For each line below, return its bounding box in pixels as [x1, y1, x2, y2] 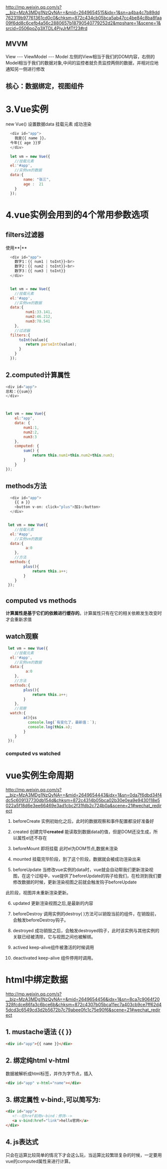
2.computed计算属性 [5, 371, 71, 380]
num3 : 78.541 [25, 319, 51, 324]
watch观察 [5, 632, 39, 641]
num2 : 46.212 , [25, 314, 53, 319]
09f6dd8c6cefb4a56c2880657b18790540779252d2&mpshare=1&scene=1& [5, 20, 161, 26]
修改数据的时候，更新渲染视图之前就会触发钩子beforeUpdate [12, 879, 137, 885]
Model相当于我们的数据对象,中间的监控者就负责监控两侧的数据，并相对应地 [5, 60, 159, 66]
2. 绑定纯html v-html [5, 1057, 70, 1065]
